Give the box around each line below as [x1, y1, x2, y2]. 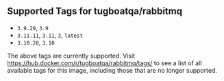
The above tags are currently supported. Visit [7, 51, 136, 60]
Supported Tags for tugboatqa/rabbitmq [7, 5, 183, 17]
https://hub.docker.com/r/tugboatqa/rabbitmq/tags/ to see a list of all [7, 58, 202, 67]
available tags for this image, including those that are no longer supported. [7, 66, 218, 74]
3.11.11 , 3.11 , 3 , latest [16, 31, 84, 39]
